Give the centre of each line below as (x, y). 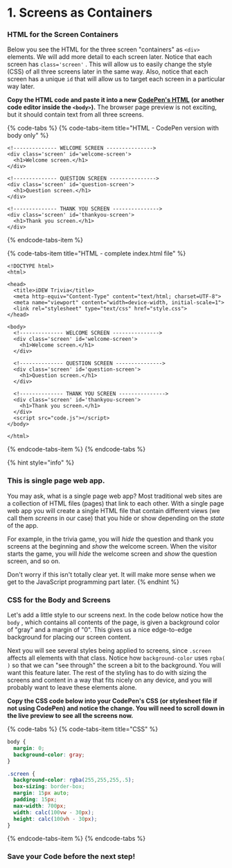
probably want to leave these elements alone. (72, 687)
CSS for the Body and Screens (59, 600)
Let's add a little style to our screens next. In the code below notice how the (115, 615)
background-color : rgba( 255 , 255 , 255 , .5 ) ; (74, 780)
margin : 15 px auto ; (42, 793)
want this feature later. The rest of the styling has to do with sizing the (107, 673)
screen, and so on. (34, 561)
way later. (21, 86)
